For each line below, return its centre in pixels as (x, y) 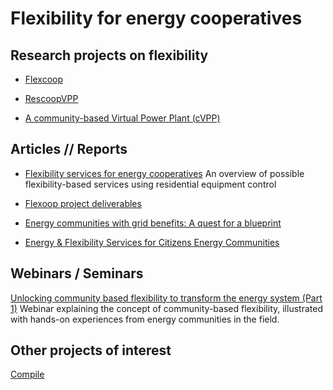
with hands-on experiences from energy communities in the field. (145, 319)
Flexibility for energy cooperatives (156, 18)
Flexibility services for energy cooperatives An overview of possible (164, 173)
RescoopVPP (51, 98)
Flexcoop (43, 79)
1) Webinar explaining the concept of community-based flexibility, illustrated (166, 308)
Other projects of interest (91, 350)
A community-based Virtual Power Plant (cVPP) (122, 118)
